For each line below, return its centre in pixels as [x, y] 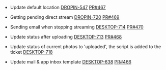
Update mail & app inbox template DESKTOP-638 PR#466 [71, 62]
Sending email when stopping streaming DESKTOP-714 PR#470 [77, 27]
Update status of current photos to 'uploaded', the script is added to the [86, 47]
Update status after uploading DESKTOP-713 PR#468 [66, 37]
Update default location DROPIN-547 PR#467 [58, 7]
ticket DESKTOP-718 [31, 52]
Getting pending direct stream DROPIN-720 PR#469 [65, 17]
